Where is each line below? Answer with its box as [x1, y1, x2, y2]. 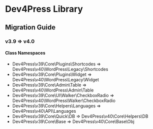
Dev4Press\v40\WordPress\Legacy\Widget [12, 76, 99, 82]
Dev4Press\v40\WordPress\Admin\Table [12, 87, 94, 93]
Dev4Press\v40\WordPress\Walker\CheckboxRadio [12, 97, 116, 103]
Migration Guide [5, 23, 56, 32]
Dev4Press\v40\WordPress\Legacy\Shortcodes [12, 66, 108, 72]
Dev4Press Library [5, 3, 83, 15]
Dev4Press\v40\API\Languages [12, 108, 76, 114]
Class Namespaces [5, 50, 46, 56]
